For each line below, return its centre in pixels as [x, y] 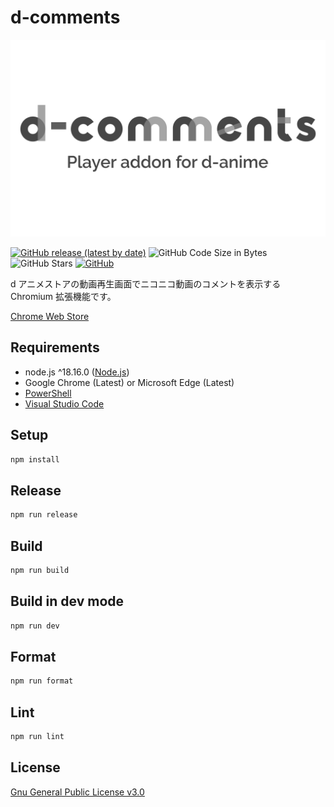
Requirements [55, 347]
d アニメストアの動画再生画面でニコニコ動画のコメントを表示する [146, 283]
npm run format [42, 681]
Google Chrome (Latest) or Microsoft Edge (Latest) [129, 382]
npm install [35, 459]
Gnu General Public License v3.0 [77, 792]
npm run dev [35, 626]
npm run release [44, 515]
